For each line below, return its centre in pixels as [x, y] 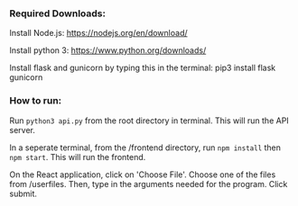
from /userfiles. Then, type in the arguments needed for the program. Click [149, 184]
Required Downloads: [58, 13]
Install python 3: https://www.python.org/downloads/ [108, 50]
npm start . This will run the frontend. [78, 157]
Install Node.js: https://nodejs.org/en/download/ [98, 33]
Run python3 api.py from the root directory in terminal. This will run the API [149, 121]
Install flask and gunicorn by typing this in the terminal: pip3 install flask [143, 68]
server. [23, 130]
